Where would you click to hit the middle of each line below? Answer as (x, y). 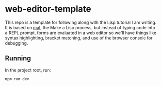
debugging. (16, 43)
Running (18, 59)
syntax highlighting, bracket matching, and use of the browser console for (79, 38)
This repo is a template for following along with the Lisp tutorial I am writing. (81, 22)
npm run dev (17, 79)
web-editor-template (48, 9)
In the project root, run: (28, 70)
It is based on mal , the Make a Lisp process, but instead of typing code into (80, 27)
